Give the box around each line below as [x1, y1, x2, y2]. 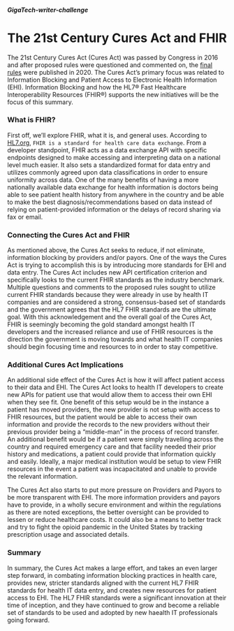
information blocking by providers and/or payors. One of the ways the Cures [7, 254, 227, 262]
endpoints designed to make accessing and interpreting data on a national [7, 153, 221, 161]
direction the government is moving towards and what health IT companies [7, 335, 223, 344]
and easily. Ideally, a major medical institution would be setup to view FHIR [7, 458, 222, 466]
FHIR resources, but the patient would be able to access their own [7, 413, 198, 421]
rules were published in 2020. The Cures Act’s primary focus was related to [7, 68, 225, 76]
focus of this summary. [7, 98, 73, 106]
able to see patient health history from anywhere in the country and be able [7, 190, 225, 198]
